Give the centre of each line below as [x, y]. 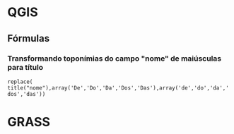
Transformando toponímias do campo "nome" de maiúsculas [114, 59]
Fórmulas [29, 38]
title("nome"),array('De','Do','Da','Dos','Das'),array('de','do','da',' [118, 88]
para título [25, 67]
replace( [20, 82]
